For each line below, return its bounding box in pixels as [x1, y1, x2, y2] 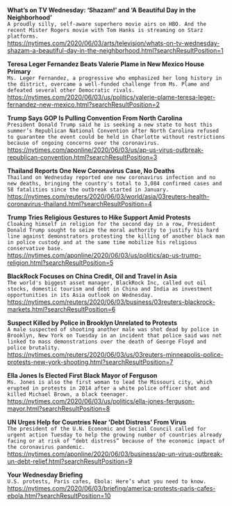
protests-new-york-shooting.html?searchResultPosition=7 [7, 358, 174, 366]
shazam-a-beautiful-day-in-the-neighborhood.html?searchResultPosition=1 [7, 47, 224, 54]
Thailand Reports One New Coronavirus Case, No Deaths [7, 167, 175, 175]
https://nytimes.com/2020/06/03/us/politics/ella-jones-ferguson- [7, 397, 195, 405]
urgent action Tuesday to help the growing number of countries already [7, 431, 222, 438]
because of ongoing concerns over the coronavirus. [7, 139, 160, 146]
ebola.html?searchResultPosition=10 [7, 491, 111, 500]
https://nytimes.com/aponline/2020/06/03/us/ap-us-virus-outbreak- [7, 146, 204, 154]
